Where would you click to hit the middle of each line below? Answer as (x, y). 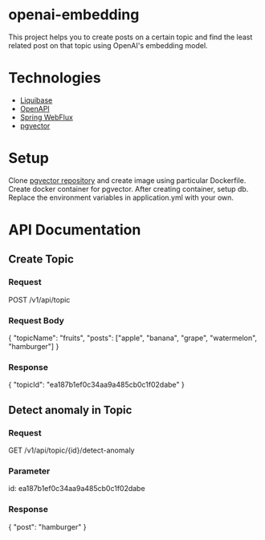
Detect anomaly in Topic (70, 410)
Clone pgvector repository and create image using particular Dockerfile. (127, 180)
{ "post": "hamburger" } (47, 526)
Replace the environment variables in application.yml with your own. (121, 197)
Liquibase (36, 100)
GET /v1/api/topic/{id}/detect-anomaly (71, 450)
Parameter (29, 471)
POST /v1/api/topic (39, 299)
